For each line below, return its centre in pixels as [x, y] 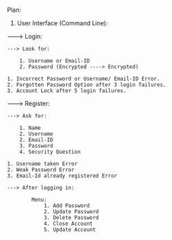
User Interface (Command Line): [62, 23]
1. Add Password [67, 206]
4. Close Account [68, 224]
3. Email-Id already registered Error [62, 176]
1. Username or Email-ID [55, 61]
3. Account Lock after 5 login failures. [67, 91]
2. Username [36, 134]
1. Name [30, 128]
